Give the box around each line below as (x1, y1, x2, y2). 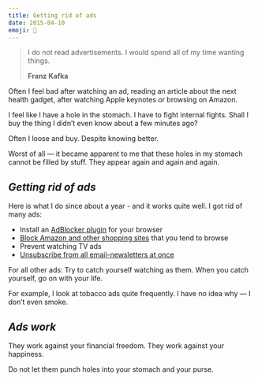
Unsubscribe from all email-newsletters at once (19, 250, 175, 260)
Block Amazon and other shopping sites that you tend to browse (19, 233, 229, 243)
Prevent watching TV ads (19, 242, 102, 251)
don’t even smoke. (8, 297, 69, 307)
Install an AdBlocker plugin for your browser (19, 225, 163, 235)
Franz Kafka (27, 72, 69, 81)
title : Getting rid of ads (8, 11, 97, 20)
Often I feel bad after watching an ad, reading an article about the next (8, 87, 237, 96)
